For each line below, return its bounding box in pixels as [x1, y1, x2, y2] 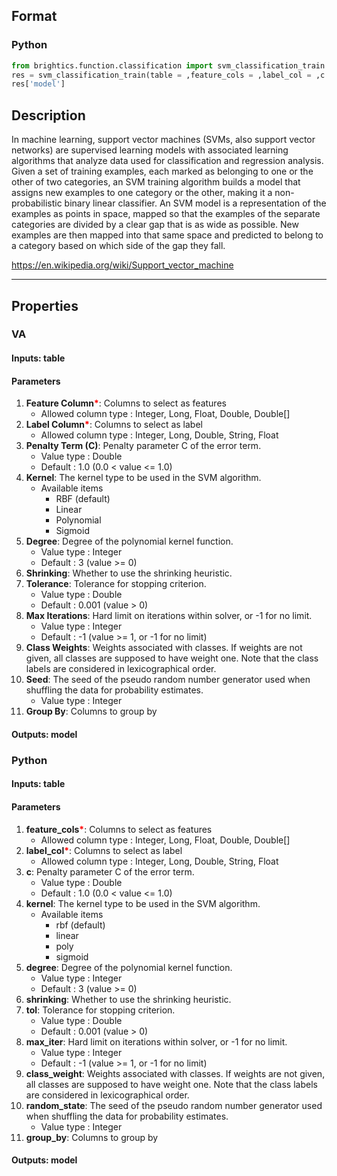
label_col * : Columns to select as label [25, 844, 183, 856]
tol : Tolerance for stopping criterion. [25, 1004, 176, 1016]
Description [11, 107, 86, 124]
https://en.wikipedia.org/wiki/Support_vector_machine [11, 259, 234, 271]
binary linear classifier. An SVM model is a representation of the [64, 197, 327, 209]
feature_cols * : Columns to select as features [25, 823, 213, 835]
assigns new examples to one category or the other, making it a [11, 187, 273, 199]
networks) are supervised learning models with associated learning [11, 144, 289, 156]
